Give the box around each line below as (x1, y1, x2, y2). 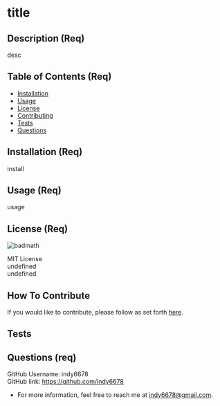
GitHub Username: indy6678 (7, 370, 89, 378)
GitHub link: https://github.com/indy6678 (7, 378, 125, 386)
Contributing (17, 111, 53, 119)
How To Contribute (7, 290, 91, 301)
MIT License (7, 255, 43, 263)
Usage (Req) (7, 185, 62, 197)
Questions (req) (7, 351, 77, 363)
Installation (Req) (7, 146, 83, 158)
